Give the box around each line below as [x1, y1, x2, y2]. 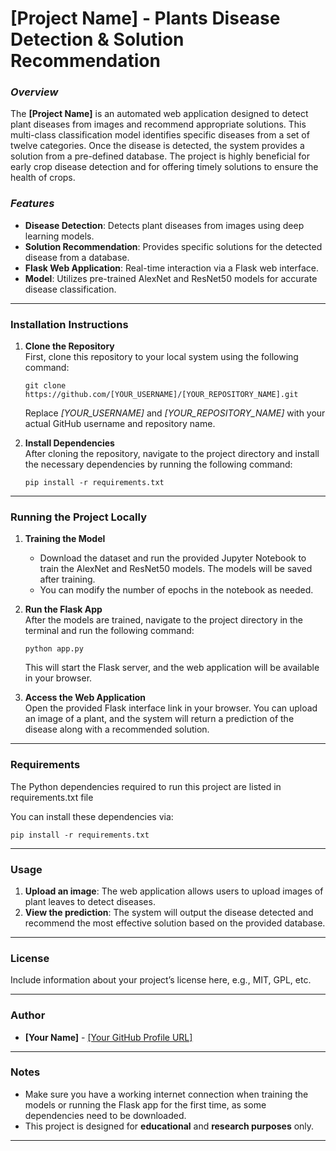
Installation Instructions [10, 317, 129, 331]
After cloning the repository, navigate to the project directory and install [24, 448, 320, 460]
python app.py [24, 644, 84, 654]
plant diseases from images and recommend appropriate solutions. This [10, 118, 307, 131]
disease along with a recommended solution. [24, 723, 210, 736]
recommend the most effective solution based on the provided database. [24, 917, 326, 929]
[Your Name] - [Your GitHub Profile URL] [24, 1031, 193, 1043]
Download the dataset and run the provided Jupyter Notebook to [39, 552, 307, 564]
